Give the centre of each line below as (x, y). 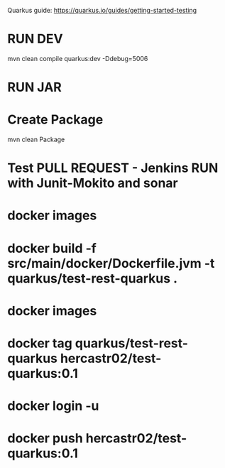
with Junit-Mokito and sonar (93, 183)
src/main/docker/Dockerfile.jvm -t (111, 263)
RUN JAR (34, 87)
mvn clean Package (36, 140)
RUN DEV (35, 39)
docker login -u (53, 406)
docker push (45, 439)
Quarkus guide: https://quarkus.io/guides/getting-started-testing (102, 10)
